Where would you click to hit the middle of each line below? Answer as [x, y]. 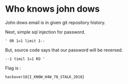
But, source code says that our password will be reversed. [64, 50]
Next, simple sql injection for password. [45, 32]
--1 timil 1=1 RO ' [25, 59]
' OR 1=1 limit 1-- [25, 41]
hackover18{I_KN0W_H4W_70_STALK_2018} [45, 77]
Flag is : [13, 68]
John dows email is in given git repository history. [55, 22]
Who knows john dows [52, 9]
